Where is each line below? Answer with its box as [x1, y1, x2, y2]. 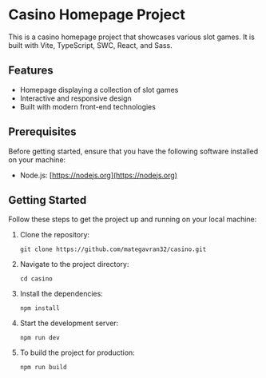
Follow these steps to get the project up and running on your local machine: [8, 214, 257, 225]
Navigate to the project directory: [19, 260, 129, 269]
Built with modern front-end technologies [19, 101, 156, 111]
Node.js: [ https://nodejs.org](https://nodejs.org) [19, 170, 178, 180]
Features [8, 64, 54, 78]
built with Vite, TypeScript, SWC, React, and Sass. [8, 40, 173, 50]
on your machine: [8, 154, 66, 165]
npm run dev [19, 334, 60, 342]
